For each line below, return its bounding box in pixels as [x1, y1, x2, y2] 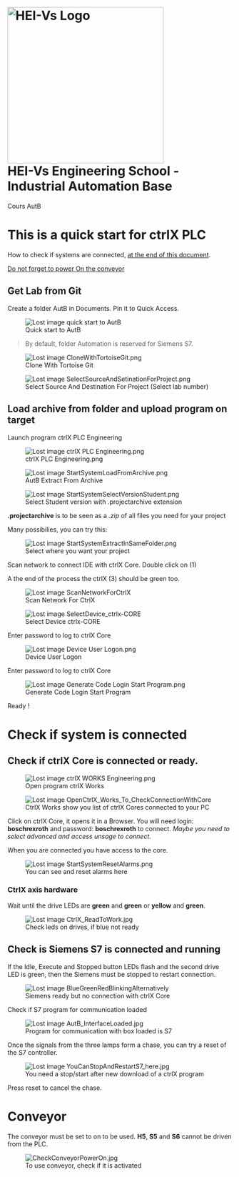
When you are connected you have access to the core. [7, 845, 168, 854]
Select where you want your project [25, 546, 131, 555]
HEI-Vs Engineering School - [7, 163, 180, 179]
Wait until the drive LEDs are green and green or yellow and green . [7, 901, 205, 910]
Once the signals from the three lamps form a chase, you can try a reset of [7, 1041, 227, 1049]
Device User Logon [25, 652, 82, 661]
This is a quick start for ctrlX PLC [7, 227, 207, 243]
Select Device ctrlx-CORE [25, 617, 101, 625]
